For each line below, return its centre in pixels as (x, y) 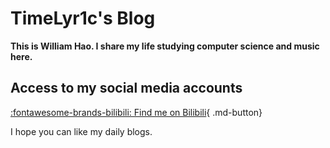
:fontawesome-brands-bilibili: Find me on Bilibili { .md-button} (136, 112)
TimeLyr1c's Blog (83, 18)
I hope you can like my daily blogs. (81, 131)
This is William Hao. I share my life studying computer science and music (165, 46)
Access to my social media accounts (126, 88)
